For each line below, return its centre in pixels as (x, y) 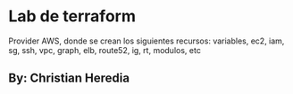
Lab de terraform (72, 16)
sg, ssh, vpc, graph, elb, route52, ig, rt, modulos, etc (105, 50)
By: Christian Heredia (69, 78)
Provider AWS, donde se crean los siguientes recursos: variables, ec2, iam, (146, 41)
